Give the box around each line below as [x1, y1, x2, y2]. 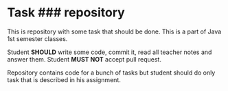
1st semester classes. [7, 34, 68, 42]
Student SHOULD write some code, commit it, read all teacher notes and [7, 48, 212, 56]
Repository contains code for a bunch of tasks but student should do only [7, 68, 216, 77]
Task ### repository [7, 5, 125, 21]
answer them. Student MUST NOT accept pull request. [7, 55, 161, 63]
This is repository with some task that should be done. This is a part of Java [7, 27, 222, 36]
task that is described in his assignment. [7, 75, 122, 83]
